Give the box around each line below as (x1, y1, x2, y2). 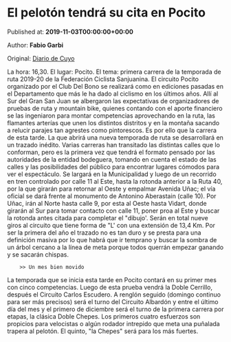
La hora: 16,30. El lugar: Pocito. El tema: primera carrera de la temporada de (7, 67, 221, 76)
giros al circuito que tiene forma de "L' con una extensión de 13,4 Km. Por (7, 221, 215, 229)
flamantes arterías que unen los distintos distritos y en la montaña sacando (7, 118, 220, 127)
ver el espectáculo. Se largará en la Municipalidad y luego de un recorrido (7, 170, 217, 178)
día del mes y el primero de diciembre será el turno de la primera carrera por (7, 305, 224, 313)
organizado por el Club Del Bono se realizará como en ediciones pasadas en (7, 82, 224, 90)
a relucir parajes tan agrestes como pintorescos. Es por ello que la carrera (7, 126, 217, 134)
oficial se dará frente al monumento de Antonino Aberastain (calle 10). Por (7, 191, 217, 200)
